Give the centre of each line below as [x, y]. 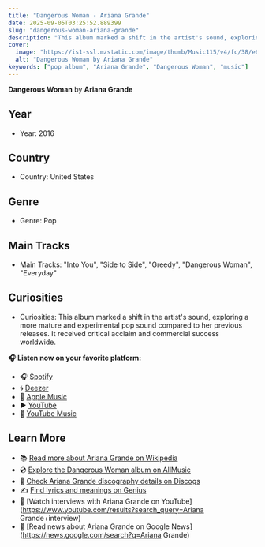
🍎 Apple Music [43, 396]
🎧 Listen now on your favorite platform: [75, 358]
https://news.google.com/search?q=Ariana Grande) [106, 534]
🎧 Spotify [36, 377]
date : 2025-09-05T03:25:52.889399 [65, 23]
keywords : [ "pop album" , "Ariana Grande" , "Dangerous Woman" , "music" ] [128, 67]
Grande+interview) [50, 518]
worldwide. [38, 342]
